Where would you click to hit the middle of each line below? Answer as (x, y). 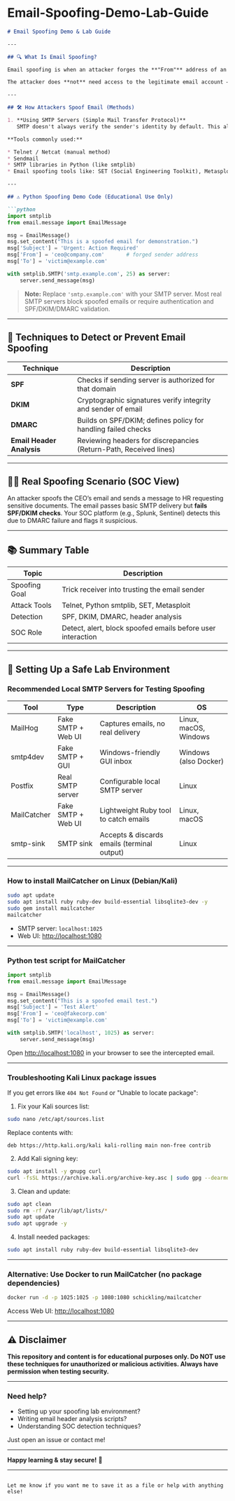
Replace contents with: (40, 1132)
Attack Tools (31, 606)
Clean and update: (44, 1191)
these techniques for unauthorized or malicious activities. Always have (113, 1364)
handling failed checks (114, 429)
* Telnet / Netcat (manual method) (59, 152)
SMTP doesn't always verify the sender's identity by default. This (118, 127)
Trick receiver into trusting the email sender (133, 590)
